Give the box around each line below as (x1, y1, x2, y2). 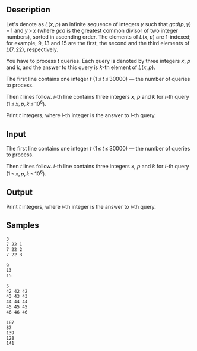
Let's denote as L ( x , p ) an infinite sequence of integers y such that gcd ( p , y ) (6, 20, 192, 27)
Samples (6, 220, 40, 231)
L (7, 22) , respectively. (6, 46, 58, 53)
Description (6, 5, 50, 15)
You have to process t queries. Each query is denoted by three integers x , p (6, 57, 191, 64)
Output (6, 187, 33, 198)
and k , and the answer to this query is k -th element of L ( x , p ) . (6, 64, 155, 71)
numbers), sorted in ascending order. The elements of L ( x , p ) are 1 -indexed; (6, 33, 191, 40)
